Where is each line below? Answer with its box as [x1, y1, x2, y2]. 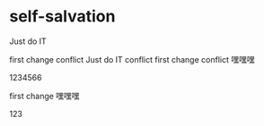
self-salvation [9, 6, 116, 27]
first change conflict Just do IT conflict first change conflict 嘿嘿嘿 [9, 54, 255, 64]
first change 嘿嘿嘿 [9, 90, 80, 101]
